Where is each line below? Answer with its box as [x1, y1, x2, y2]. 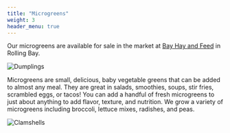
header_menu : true [7, 23, 60, 30]
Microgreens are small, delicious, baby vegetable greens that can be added [7, 76, 221, 84]
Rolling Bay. [7, 49, 41, 57]
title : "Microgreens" [7, 10, 69, 17]
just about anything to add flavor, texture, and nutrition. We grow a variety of [7, 98, 223, 106]
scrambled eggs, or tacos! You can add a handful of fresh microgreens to [7, 90, 215, 99]
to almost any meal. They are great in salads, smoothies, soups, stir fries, [7, 83, 214, 92]
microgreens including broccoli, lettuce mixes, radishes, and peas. [7, 105, 195, 114]
